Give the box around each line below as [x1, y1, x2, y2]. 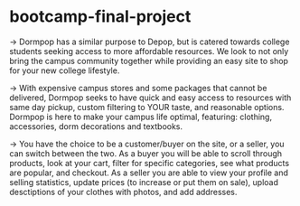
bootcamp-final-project [9, 6, 192, 27]
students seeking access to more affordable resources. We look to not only [9, 45, 289, 56]
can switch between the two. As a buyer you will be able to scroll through [9, 147, 283, 159]
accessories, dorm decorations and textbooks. [9, 120, 183, 132]
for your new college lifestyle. [9, 65, 120, 76]
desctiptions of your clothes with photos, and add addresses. [9, 186, 238, 197]
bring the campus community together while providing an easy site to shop [9, 55, 289, 66]
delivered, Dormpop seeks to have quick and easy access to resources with [9, 92, 292, 103]
